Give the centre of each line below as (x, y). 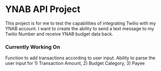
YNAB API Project (43, 9)
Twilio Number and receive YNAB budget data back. (59, 34)
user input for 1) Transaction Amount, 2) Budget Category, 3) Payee (75, 63)
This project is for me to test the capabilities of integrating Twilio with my (80, 23)
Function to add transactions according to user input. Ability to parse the (80, 58)
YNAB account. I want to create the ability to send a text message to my (80, 28)
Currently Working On (33, 47)
